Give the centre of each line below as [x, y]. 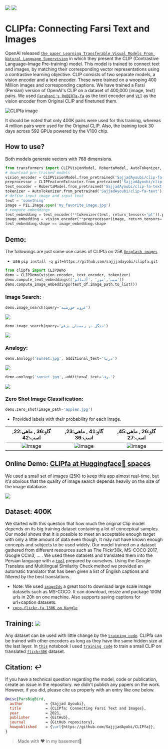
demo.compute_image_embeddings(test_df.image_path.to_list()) [71, 284]
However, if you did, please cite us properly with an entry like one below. [80, 689]
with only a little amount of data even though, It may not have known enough [84, 539]
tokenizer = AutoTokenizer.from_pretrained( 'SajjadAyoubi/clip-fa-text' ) [84, 191]
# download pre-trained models [38, 173]
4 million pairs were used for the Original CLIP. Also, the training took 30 [79, 126]
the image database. [26, 486]
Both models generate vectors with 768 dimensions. [59, 159]
